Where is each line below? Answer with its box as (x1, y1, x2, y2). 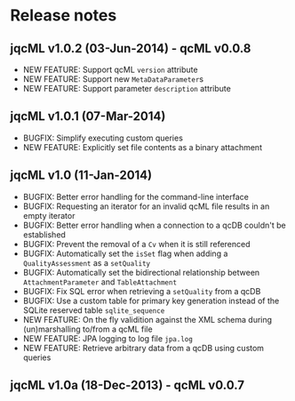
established (22, 229, 66, 240)
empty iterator (22, 210, 76, 221)
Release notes (10, 5, 117, 26)
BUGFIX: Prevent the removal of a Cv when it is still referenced (22, 238, 251, 249)
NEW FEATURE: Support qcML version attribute (22, 64, 198, 75)
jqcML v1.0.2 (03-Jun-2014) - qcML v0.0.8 (10, 41, 251, 56)
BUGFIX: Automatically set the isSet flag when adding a (22, 248, 228, 259)
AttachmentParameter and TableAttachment (22, 277, 177, 287)
